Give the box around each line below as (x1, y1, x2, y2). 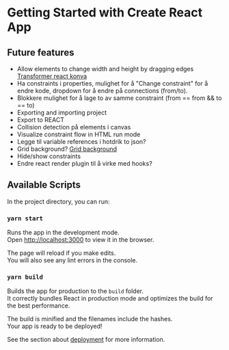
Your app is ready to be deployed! (7, 322, 103, 330)
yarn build (7, 273, 43, 282)
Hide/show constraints (16, 152, 81, 160)
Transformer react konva (16, 72, 87, 80)
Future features (7, 47, 75, 58)
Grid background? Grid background (16, 145, 118, 153)
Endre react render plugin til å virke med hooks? (16, 160, 152, 167)
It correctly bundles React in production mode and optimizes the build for (7, 295, 213, 303)
